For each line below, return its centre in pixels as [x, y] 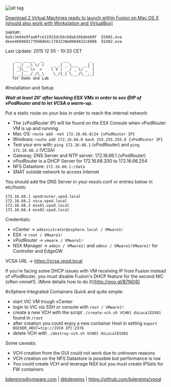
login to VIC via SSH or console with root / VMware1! [68, 307]
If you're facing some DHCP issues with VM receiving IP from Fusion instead [86, 271]
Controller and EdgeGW [38, 251]
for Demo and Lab [31, 78]
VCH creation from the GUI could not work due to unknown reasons [84, 353]
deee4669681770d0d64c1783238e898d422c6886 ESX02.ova [64, 41]
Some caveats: [21, 343]
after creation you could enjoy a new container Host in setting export [85, 323]
